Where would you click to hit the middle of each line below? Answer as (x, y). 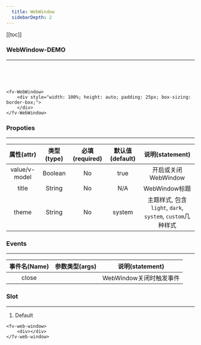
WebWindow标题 (167, 189)
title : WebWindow (33, 12)
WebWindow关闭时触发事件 (141, 278)
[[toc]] (14, 34)
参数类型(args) (76, 267)
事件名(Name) (29, 267)
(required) (88, 159)
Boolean (54, 173)
